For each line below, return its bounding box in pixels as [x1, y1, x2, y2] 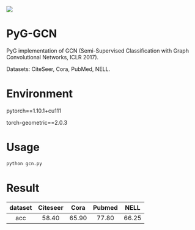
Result [6, 181, 40, 195]
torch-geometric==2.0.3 [6, 119, 68, 126]
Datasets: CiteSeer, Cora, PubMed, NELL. [6, 65, 111, 73]
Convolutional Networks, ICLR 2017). [6, 53, 99, 61]
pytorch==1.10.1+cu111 [6, 107, 61, 114]
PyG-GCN [6, 27, 57, 41]
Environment [6, 87, 73, 101]
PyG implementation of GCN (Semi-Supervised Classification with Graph [6, 46, 189, 54]
